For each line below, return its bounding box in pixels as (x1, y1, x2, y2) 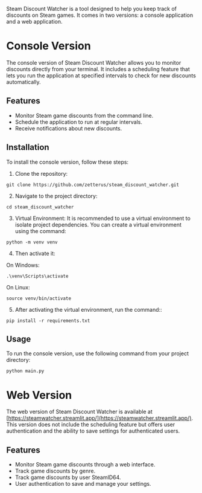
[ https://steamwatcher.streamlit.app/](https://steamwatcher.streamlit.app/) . (6, 414, 194, 422)
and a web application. (6, 18, 63, 25)
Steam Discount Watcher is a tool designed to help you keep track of (6, 5, 177, 12)
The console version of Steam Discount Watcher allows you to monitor (6, 59, 181, 66)
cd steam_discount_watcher (6, 204, 74, 210)
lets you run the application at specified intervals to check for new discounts (6, 72, 196, 79)
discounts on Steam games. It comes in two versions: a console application (6, 11, 194, 19)
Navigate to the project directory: (14, 192, 98, 199)
